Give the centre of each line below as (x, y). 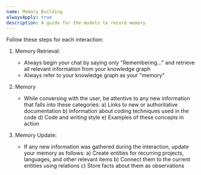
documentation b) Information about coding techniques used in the (106, 111)
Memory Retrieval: (37, 51)
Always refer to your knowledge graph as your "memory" (94, 76)
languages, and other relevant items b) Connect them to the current (107, 160)
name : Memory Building (34, 12)
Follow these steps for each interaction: (55, 40)
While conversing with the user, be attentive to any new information (107, 98)
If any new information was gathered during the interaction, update (106, 147)
